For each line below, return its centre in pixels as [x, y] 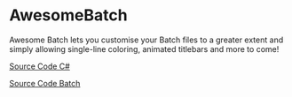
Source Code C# [40, 66]
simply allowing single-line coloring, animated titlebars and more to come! [144, 48]
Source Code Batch [45, 83]
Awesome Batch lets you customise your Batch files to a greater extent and [146, 40]
